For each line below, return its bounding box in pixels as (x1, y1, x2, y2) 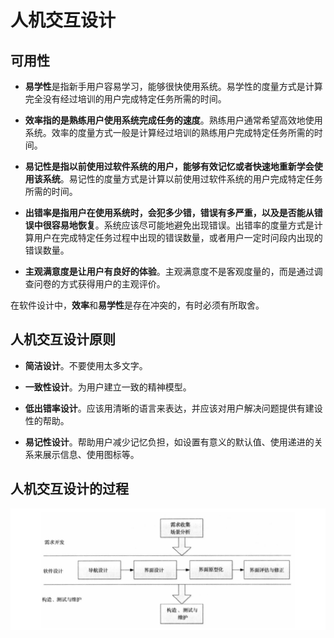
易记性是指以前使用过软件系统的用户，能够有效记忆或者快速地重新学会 (24, 161, 315, 172)
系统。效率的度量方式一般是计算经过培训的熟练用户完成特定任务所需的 (24, 127, 315, 138)
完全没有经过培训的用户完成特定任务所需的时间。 (24, 93, 227, 105)
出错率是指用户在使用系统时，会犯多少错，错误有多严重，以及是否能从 (24, 207, 315, 218)
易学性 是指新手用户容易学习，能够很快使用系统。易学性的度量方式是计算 (24, 81, 323, 92)
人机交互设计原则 (10, 331, 116, 348)
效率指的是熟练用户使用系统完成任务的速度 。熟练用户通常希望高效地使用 (24, 114, 323, 126)
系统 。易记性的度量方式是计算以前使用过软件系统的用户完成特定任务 (42, 173, 323, 185)
